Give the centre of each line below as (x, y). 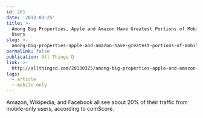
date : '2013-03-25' (31, 18)
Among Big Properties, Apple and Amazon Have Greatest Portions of (98, 29)
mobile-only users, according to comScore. (60, 109)
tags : (13, 74)
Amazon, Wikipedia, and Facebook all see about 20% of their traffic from (97, 102)
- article (24, 79)
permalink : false (28, 51)
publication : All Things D (40, 57)
